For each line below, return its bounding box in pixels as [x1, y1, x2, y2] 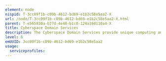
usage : [5, 44, 19, 49]
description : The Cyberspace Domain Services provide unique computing [5, 30, 156, 35]
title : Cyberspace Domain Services [5, 26, 79, 30]
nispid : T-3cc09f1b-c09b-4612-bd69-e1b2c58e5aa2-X [5, 12, 112, 17]
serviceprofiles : [9, 48, 45, 53]
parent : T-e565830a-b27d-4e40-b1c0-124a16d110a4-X [5, 21, 112, 26]
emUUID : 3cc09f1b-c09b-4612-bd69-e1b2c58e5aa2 [5, 39, 103, 44]
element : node [5, 7, 35, 12]
